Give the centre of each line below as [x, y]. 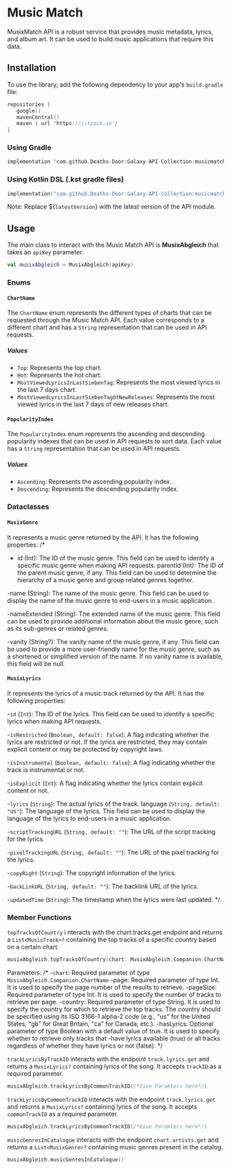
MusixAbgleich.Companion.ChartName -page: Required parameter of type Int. [113, 980]
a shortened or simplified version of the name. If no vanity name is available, [115, 656]
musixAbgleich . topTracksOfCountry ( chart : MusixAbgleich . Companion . [106, 960]
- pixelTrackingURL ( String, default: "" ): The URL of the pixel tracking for [113, 852]
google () [29, 111]
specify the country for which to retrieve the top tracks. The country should [114, 1009]
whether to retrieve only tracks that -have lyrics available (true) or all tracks [114, 1038]
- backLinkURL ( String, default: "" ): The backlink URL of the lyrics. [103, 886]
